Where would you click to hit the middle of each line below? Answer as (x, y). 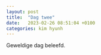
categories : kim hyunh (35, 28)
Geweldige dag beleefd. (36, 45)
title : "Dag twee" (31, 17)
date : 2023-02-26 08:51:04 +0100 (51, 23)
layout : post (23, 12)
